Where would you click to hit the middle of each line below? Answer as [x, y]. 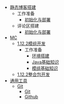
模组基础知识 [45, 68]
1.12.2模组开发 [31, 43]
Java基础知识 [45, 62]
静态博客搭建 [23, 7]
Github [31, 97]
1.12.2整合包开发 [33, 74]
